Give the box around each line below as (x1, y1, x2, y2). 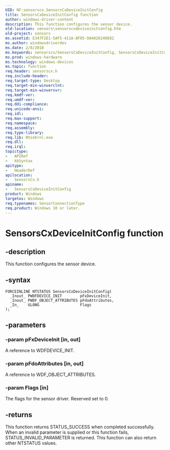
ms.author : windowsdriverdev (5, 41, 67, 46)
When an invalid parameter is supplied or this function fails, (5, 429, 129, 435)
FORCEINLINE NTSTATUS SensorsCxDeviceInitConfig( (5, 289, 112, 294)
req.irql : (5, 144, 26, 150)
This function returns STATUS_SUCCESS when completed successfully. (5, 424, 155, 430)
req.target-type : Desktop (5, 78, 60, 83)
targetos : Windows (5, 196, 44, 201)
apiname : (5, 182, 24, 187)
